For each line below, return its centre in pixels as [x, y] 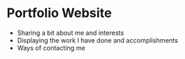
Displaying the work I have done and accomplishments [97, 40]
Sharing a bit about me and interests [70, 33]
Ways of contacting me [51, 48]
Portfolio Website [59, 13]
